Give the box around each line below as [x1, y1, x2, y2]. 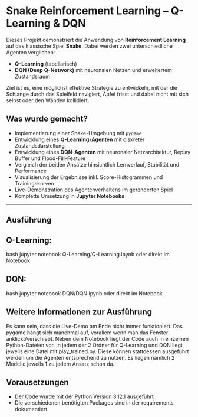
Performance [14, 167, 47, 174]
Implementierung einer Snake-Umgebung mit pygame [14, 129, 142, 136]
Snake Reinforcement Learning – [6, 4, 169, 18]
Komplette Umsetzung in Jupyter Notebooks [14, 192, 125, 199]
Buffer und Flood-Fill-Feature [14, 155, 86, 162]
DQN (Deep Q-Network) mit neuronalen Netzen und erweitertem [14, 66, 173, 73]
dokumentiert [14, 406, 48, 413]
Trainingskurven [14, 180, 54, 187]
